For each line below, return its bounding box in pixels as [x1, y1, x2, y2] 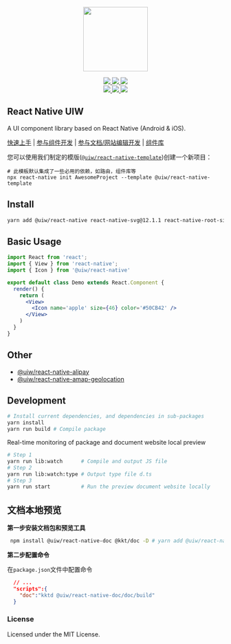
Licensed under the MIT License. [7, 630, 100, 639]
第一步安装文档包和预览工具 [7, 524, 86, 532]
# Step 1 [7, 452, 32, 458]
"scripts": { [13, 585, 48, 592]
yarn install [7, 419, 45, 426]
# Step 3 [7, 477, 32, 484]
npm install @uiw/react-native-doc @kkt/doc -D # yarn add [10, 537, 184, 544]
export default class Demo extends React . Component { [7, 279, 165, 286]
